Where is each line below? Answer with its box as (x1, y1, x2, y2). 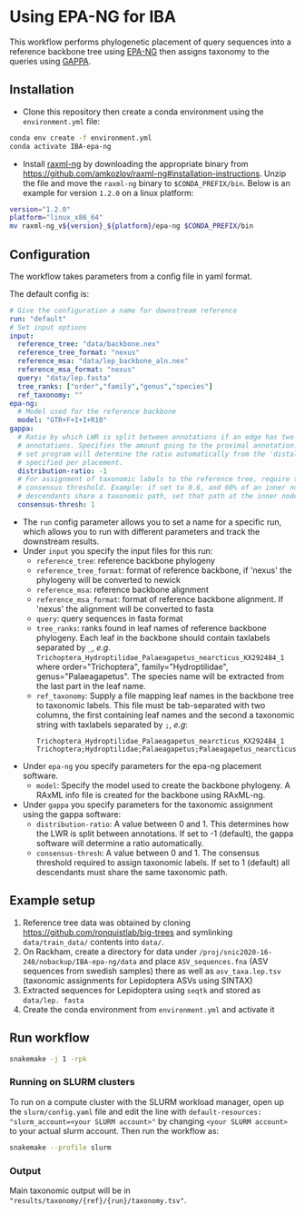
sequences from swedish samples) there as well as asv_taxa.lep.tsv (22, 965, 281, 976)
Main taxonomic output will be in (9, 1185, 132, 1196)
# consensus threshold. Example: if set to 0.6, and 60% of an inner (17, 483, 286, 492)
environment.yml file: (22, 115, 101, 126)
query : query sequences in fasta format (35, 613, 183, 624)
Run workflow (9, 1031, 90, 1046)
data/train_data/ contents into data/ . (22, 936, 164, 947)
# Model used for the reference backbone (17, 407, 177, 417)
